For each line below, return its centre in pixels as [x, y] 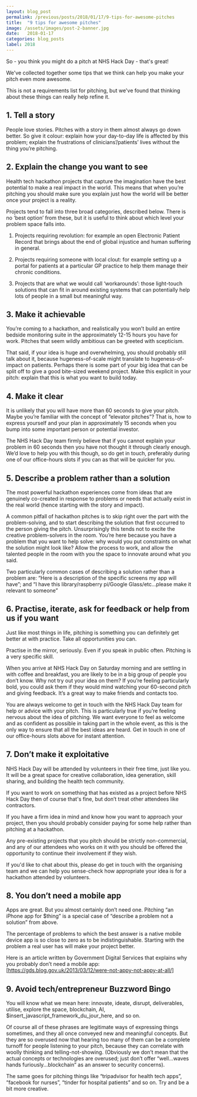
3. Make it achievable [46, 314]
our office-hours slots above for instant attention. [66, 736]
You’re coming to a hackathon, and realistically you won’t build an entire [93, 329]
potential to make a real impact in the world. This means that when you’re [95, 187]
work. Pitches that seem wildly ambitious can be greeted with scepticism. [95, 341]
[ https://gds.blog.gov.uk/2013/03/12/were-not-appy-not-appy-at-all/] [90, 970]
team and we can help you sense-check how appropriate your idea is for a [96, 871]
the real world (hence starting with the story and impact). [75, 505]
